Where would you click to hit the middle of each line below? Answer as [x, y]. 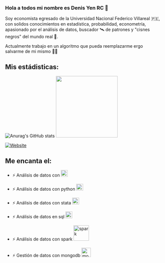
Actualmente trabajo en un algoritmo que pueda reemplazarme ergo [74, 46]
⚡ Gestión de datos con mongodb [46, 255]
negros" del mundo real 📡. [32, 37]
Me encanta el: [28, 161]
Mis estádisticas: [32, 67]
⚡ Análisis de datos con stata [42, 203]
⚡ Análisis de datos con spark [42, 239]
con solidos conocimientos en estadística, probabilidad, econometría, [76, 24]
